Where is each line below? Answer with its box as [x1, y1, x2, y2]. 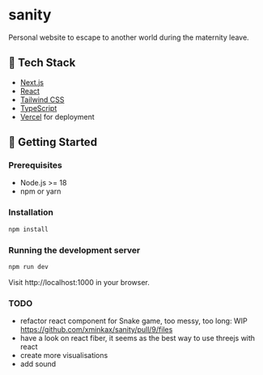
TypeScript [19, 103, 57, 113]
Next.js [19, 77, 45, 87]
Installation [8, 207, 54, 218]
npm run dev [8, 262, 49, 271]
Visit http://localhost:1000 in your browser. [8, 277, 150, 287]
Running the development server [8, 245, 141, 256]
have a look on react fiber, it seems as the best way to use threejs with [19, 334, 256, 343]
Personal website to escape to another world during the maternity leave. [8, 32, 249, 42]
